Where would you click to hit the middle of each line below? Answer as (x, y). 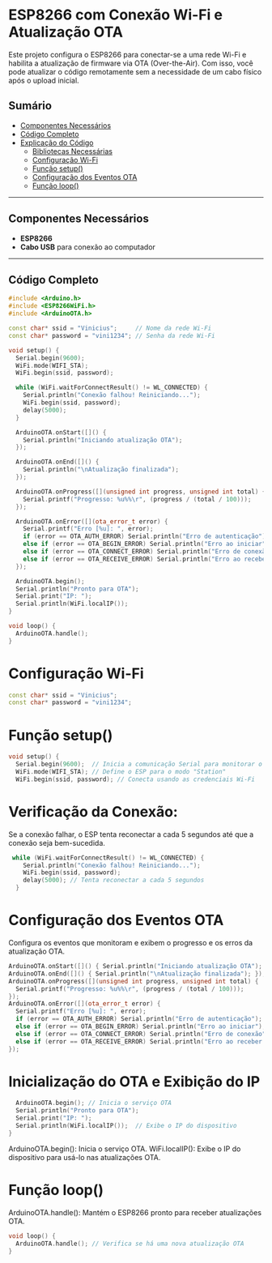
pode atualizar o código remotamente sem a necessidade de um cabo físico (135, 71)
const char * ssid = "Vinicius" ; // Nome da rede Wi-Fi (110, 328)
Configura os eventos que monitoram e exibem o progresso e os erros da (131, 943)
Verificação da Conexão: (93, 811)
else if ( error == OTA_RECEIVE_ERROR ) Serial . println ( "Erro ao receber (139, 1041)
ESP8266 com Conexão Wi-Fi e (115, 15)
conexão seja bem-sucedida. (57, 843)
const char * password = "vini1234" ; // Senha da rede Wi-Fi (112, 335)
